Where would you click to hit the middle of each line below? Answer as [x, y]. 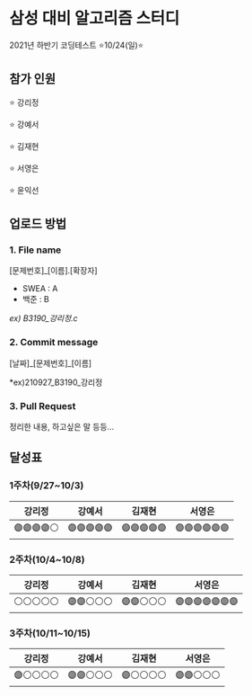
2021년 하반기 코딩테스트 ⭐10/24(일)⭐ [77, 45]
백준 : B [35, 299]
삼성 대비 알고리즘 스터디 [95, 18]
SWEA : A [40, 289]
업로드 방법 [38, 224]
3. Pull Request [43, 406]
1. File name [35, 250]
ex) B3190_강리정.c [43, 318]
